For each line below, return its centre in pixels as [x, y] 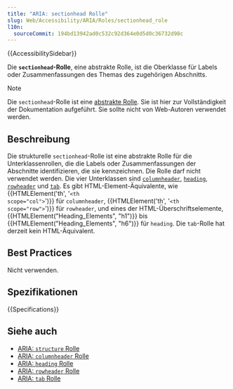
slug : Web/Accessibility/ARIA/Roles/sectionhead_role [88, 20]
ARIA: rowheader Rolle [48, 371]
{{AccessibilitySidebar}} [42, 54]
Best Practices [40, 253]
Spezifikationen [43, 292]
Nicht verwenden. [33, 270]
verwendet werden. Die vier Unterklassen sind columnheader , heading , [108, 179]
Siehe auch [32, 332]
